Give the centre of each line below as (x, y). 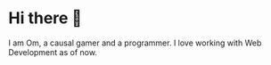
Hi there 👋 (45, 18)
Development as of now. (53, 52)
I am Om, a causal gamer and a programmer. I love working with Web (135, 43)
